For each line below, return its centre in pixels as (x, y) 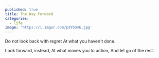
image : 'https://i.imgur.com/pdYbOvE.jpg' (49, 28)
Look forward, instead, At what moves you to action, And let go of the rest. (80, 51)
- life (16, 23)
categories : (17, 18)
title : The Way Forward (29, 14)
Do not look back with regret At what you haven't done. (60, 41)
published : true (21, 9)
